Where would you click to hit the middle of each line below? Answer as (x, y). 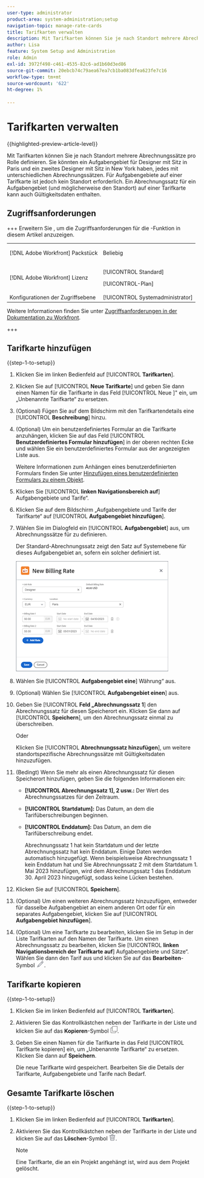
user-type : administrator (39, 13)
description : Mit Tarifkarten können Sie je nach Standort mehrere (94, 39)
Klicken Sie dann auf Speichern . (56, 1056)
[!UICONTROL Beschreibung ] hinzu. (61, 418)
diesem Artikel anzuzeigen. (41, 235)
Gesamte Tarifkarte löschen (61, 1093)
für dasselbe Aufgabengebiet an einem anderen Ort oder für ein (95, 908)
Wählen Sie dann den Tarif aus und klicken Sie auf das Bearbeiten (98, 958)
